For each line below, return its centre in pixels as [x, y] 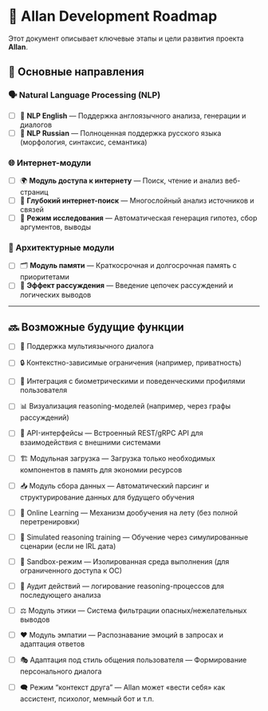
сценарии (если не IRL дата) [68, 546]
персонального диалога [61, 671]
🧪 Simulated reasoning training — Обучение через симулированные [134, 537]
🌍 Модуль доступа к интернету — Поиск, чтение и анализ [121, 181]
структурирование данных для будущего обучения [107, 497]
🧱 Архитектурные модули [61, 248]
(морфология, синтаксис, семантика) [83, 142]
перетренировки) [49, 521]
